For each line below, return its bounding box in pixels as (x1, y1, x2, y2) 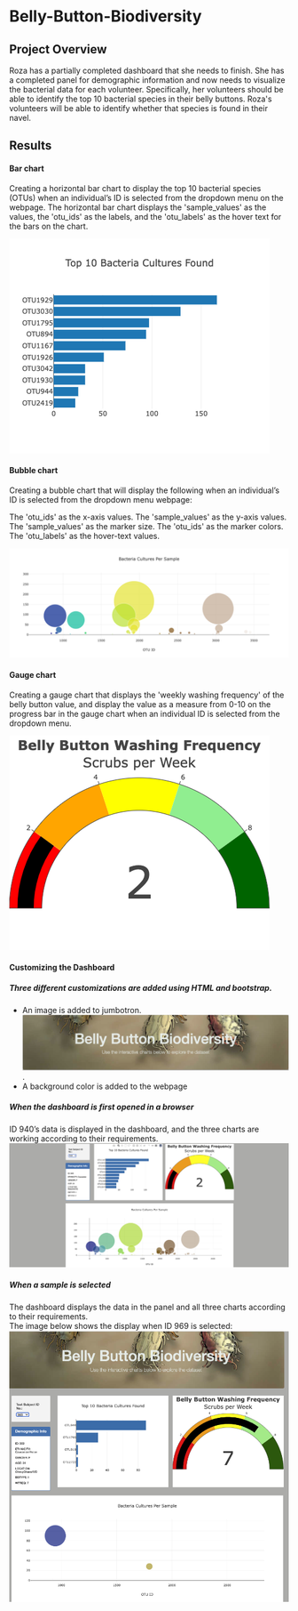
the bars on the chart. (9, 221, 89, 231)
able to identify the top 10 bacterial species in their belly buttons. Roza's (9, 93, 272, 104)
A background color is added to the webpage (21, 1081, 188, 1091)
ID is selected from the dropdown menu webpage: (9, 494, 192, 504)
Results (9, 138, 52, 153)
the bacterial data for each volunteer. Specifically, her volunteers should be (9, 85, 284, 94)
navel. (9, 113, 32, 123)
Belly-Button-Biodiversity (9, 6, 202, 27)
